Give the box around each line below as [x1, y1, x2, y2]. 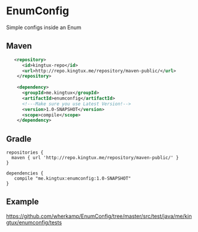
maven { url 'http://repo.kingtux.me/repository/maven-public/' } [11, 155, 179, 161]
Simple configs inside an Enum [6, 24, 82, 31]
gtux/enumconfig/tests [6, 218, 62, 226]
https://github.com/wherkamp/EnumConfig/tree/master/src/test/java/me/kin [6, 212, 192, 220]
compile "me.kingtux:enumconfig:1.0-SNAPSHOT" [14, 176, 132, 182]
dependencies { [6, 170, 44, 176]
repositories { [6, 150, 44, 155]
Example [6, 197, 39, 207]
